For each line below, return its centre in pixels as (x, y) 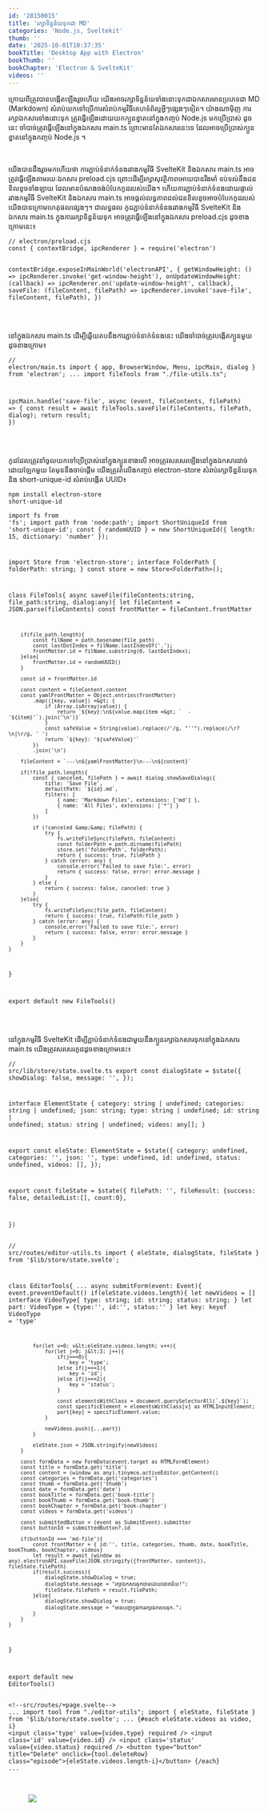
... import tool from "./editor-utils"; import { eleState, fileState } (132, 1712)
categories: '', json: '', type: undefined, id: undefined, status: (125, 1158)
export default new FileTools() (62, 1001)
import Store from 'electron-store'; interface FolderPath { (112, 562)
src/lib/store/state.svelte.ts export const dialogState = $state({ (125, 1071)
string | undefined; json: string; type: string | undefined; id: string (134, 1111)
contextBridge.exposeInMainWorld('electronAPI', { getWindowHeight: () (130, 269)
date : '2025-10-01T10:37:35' (57, 46)
